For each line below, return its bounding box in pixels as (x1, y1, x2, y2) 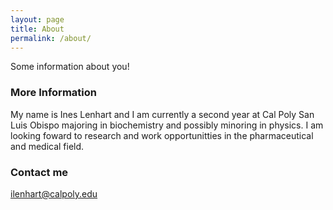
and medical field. (10, 140, 85, 152)
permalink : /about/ (10, 33, 92, 43)
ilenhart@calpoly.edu (10, 187, 98, 200)
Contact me (10, 165, 69, 179)
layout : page (10, 14, 65, 25)
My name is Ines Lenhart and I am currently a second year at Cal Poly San (10, 108, 315, 120)
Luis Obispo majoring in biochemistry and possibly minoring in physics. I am (10, 119, 324, 131)
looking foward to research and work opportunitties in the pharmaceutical (10, 129, 314, 141)
